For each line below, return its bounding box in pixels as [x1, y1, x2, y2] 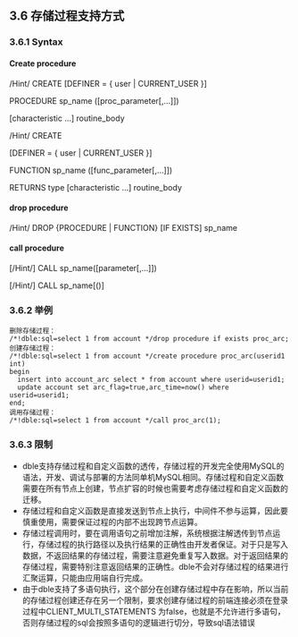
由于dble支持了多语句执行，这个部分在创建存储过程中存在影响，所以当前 [21, 583, 289, 594]
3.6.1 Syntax [9, 36, 64, 48]
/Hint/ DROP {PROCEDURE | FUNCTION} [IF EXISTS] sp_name [9, 222, 238, 233]
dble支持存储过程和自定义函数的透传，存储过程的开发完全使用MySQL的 [21, 460, 285, 471]
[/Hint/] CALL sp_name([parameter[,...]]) [9, 262, 158, 273]
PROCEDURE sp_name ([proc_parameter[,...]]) [9, 95, 180, 106]
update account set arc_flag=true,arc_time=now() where [17, 383, 229, 392]
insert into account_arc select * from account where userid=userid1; [17, 375, 286, 385]
